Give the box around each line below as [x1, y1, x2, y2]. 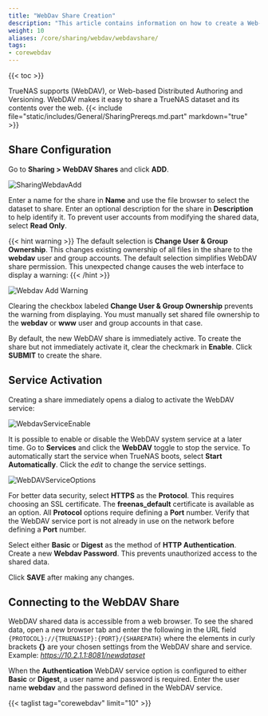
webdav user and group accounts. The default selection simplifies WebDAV [8, 253, 258, 263]
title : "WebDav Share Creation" [8, 11, 116, 20]
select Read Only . [8, 220, 68, 230]
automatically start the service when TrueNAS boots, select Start [8, 451, 223, 461]
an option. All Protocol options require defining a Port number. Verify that [8, 508, 250, 517]
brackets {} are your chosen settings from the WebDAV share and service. [8, 642, 253, 651]
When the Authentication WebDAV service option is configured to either [8, 666, 247, 675]
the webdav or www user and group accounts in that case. [8, 318, 203, 327]
